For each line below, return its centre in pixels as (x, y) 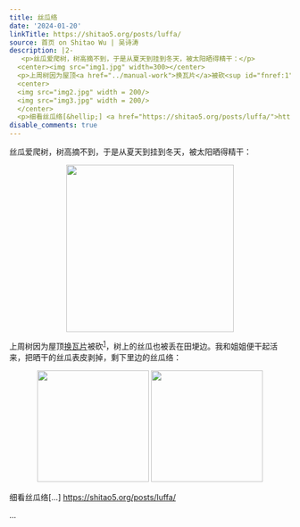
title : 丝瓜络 (33, 17)
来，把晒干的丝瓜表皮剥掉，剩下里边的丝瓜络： (95, 357)
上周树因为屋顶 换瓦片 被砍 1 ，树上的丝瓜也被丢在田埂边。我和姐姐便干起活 (144, 346)
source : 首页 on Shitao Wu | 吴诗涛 (74, 42)
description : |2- (42, 51)
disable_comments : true (54, 126)
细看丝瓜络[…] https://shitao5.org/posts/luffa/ (93, 497)
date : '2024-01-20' (46, 26)
